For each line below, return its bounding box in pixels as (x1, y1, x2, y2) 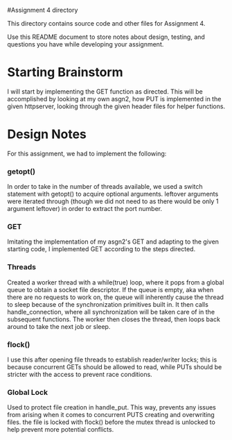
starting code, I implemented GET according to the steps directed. (7, 245, 196, 253)
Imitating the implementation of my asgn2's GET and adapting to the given (7, 237, 220, 246)
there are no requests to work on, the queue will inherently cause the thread (7, 293, 224, 301)
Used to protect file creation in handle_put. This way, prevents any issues (7, 403, 217, 412)
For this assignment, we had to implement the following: (7, 149, 167, 158)
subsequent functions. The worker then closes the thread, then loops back (7, 315, 220, 323)
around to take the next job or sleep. (7, 322, 111, 330)
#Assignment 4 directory (7, 6, 78, 14)
